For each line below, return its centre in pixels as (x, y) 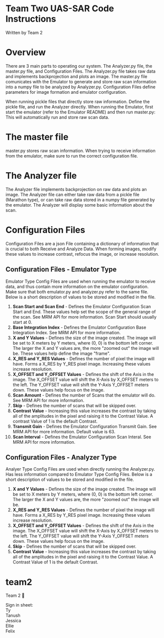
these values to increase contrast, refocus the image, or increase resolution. (82, 254)
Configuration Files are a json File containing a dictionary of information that (82, 243)
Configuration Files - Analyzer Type (61, 457)
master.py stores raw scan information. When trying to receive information (81, 151)
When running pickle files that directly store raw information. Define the (78, 102)
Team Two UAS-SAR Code (60, 9)
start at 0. (22, 322)
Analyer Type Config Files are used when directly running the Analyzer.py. (80, 469)
